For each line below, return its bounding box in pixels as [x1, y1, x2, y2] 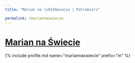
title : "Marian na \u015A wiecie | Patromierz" [5, 7, 100, 12]
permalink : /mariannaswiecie [5, 16, 64, 21]
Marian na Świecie [5, 37, 81, 47]
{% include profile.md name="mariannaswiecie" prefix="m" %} [5, 53, 131, 59]
